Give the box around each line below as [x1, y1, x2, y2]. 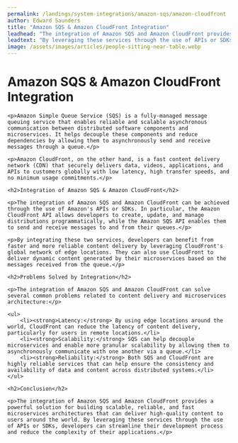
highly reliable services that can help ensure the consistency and [7, 360, 214, 367]
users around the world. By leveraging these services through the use [7, 416, 223, 423]
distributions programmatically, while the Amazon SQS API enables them [7, 218, 227, 225]
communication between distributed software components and [7, 125, 189, 132]
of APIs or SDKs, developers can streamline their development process [7, 422, 223, 430]
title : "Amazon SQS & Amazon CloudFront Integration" [7, 23, 170, 30]
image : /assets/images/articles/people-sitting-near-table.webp [7, 43, 201, 50]
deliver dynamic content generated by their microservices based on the [7, 254, 227, 262]
